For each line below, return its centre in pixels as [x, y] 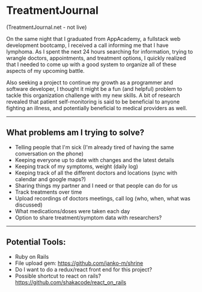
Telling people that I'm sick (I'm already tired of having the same [94, 147]
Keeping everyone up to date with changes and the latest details [94, 160]
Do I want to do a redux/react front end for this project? [83, 269]
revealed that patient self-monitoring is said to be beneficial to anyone [93, 101]
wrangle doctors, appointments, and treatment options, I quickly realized [96, 58]
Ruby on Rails [32, 256]
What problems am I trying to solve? [75, 133]
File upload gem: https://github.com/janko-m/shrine [79, 263]
